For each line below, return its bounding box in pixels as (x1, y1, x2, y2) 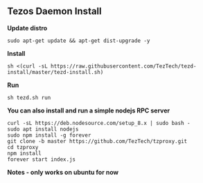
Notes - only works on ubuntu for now (7, 168, 119, 176)
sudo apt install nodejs (7, 126, 79, 133)
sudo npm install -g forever (7, 131, 91, 139)
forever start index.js (7, 155, 76, 163)
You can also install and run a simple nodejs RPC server (7, 106, 170, 115)
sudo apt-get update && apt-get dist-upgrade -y (7, 37, 150, 44)
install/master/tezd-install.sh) (7, 68, 104, 75)
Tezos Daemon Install (7, 6, 102, 17)
